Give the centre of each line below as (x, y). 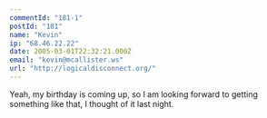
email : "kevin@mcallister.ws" (67, 60)
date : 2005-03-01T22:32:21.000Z (70, 52)
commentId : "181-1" (46, 18)
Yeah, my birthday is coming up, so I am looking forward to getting (134, 94)
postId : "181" (36, 26)
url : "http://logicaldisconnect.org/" (83, 69)
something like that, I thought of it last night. (92, 103)
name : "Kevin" (36, 34)
